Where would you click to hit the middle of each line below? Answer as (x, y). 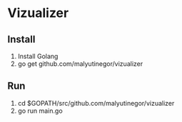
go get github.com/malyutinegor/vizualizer (80, 64)
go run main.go (40, 111)
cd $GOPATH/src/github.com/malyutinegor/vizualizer (96, 103)
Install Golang (38, 56)
